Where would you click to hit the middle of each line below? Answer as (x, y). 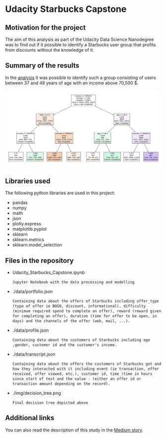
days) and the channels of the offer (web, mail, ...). (71, 321)
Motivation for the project (45, 28)
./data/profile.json (30, 330)
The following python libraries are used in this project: (60, 193)
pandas (20, 203)
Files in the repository (39, 260)
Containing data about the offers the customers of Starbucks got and (87, 364)
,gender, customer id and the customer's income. (65, 345)
